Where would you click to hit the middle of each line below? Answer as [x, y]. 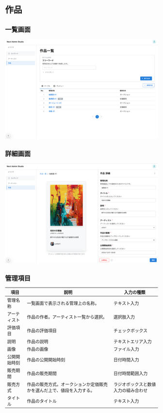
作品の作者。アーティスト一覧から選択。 [67, 317]
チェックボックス [130, 330]
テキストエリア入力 [132, 341]
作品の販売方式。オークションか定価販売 [67, 384]
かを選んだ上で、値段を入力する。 [61, 390]
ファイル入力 [126, 349]
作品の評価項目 [41, 330]
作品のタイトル [41, 401]
